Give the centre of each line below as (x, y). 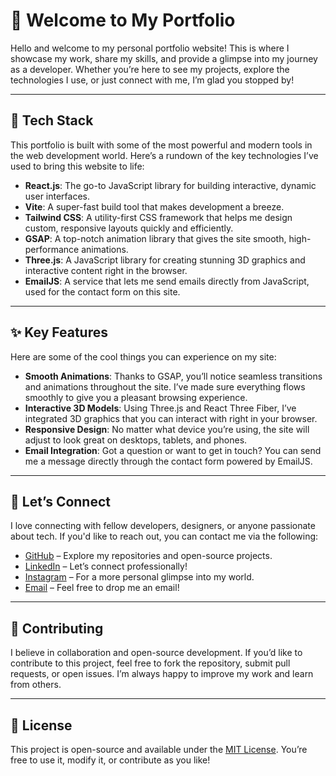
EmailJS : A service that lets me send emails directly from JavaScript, (167, 281)
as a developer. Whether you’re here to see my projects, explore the (150, 69)
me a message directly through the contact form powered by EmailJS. (168, 461)
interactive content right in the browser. (106, 270)
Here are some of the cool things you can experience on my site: (143, 356)
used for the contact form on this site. (102, 291)
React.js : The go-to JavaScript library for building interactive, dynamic (170, 185)
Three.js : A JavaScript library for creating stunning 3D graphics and (165, 260)
